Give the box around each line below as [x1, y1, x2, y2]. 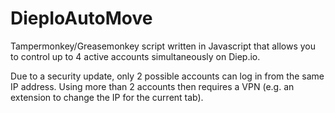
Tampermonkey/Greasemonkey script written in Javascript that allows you [10, 40, 317, 52]
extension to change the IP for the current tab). [10, 91, 204, 103]
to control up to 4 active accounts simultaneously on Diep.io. [10, 50, 261, 62]
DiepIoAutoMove [10, 7, 153, 30]
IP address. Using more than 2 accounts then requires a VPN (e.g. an [10, 80, 295, 92]
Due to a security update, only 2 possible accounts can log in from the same [10, 70, 325, 82]
